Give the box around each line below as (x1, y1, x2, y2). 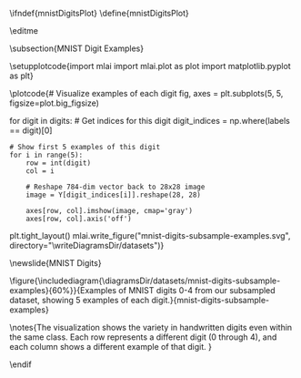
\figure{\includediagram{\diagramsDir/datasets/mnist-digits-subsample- (9, 275, 281, 286)
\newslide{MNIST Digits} (9, 258, 102, 268)
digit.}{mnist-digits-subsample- (151, 295, 270, 305)
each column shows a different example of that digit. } (9, 342, 212, 352)
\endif (9, 359, 32, 370)
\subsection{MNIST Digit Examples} (9, 43, 144, 54)
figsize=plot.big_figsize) (9, 97, 100, 108)
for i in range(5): (9, 150, 84, 159)
